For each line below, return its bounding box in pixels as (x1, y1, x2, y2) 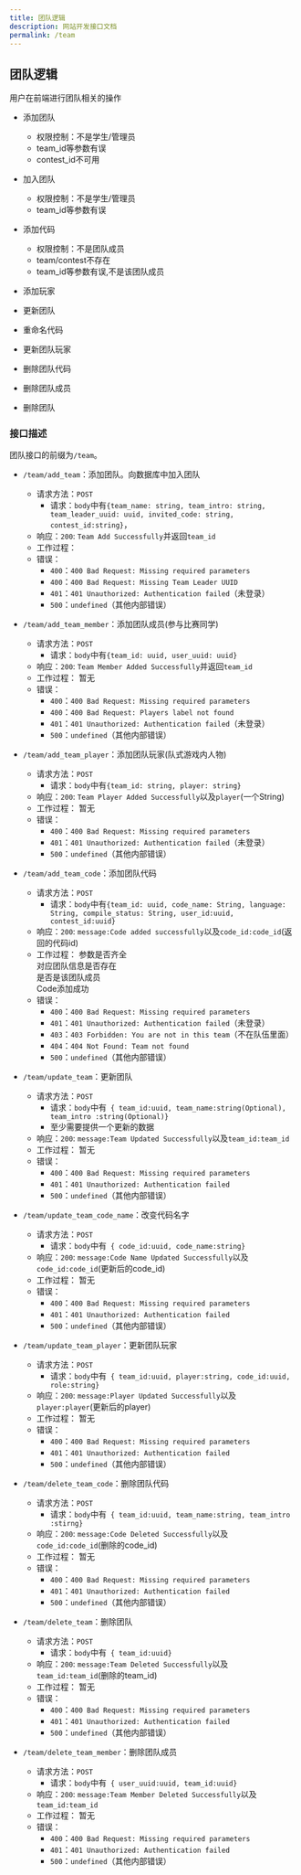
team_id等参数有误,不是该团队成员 (36, 266, 165, 277)
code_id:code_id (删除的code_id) (36, 1539, 158, 1550)
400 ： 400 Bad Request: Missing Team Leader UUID (49, 577, 239, 588)
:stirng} (49, 1519, 84, 1529)
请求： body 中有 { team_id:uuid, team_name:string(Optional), (49, 1103, 287, 1113)
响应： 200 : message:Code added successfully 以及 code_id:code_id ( (36, 926, 285, 937)
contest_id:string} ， (49, 519, 132, 530)
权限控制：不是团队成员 (36, 243, 125, 254)
